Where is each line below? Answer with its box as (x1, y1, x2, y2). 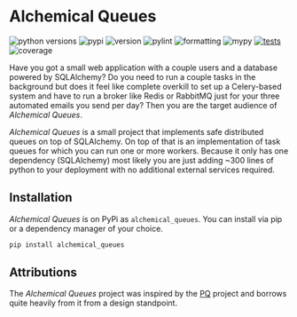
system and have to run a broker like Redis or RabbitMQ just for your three (9, 91, 280, 101)
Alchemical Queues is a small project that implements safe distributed (9, 126, 264, 137)
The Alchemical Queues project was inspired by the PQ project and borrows (9, 289, 287, 299)
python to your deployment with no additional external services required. (9, 164, 275, 175)
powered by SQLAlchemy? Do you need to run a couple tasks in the (9, 71, 256, 82)
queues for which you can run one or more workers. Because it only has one (9, 145, 289, 156)
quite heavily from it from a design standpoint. (9, 297, 178, 308)
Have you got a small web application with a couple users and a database (9, 62, 277, 73)
